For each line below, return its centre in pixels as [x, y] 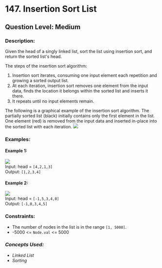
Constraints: [20, 216]
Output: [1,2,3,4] [23, 172]
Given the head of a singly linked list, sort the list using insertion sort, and [79, 51]
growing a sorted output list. [40, 80]
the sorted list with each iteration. [38, 126]
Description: [20, 41]
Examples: [18, 139]
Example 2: [17, 183]
